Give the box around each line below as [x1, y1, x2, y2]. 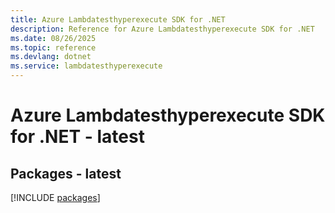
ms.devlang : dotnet [10, 52, 92, 62]
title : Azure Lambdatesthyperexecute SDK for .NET [10, 14, 226, 25]
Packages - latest [10, 165, 122, 182]
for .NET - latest [10, 126, 145, 148]
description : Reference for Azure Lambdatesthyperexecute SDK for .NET [10, 24, 315, 34]
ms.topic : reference [10, 42, 97, 53]
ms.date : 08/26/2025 [10, 33, 97, 43]
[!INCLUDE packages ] [10, 192, 101, 203]
